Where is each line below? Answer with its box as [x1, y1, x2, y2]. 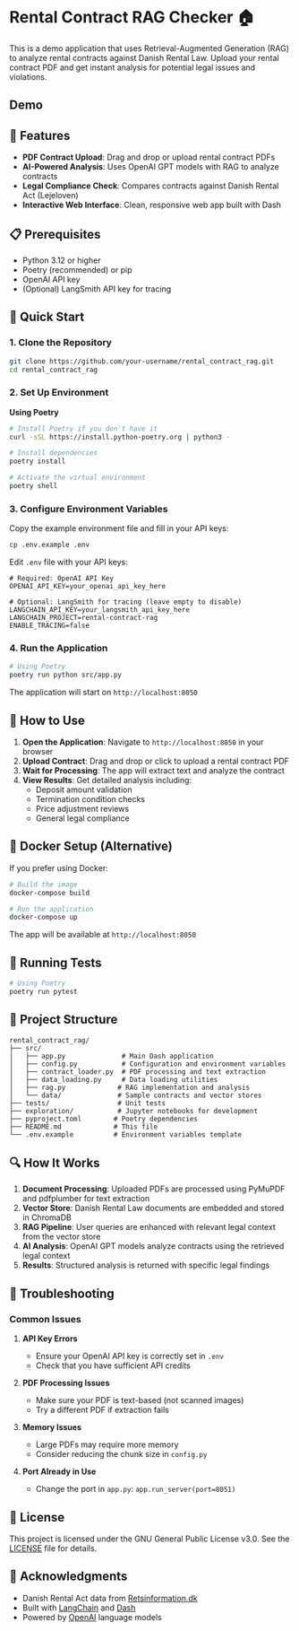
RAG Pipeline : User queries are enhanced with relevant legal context [21, 1222, 276, 1233]
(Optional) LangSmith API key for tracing [21, 283, 172, 294]
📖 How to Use [9, 712, 85, 728]
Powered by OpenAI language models [21, 1611, 163, 1622]
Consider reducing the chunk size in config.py [35, 1449, 208, 1460]
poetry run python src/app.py [9, 670, 123, 680]
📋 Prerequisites [9, 226, 101, 242]
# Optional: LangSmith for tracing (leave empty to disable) [9, 597, 243, 606]
